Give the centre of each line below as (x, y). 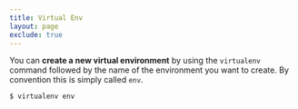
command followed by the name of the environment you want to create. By (149, 70)
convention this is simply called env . (76, 80)
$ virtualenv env (42, 96)
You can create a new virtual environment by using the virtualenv (135, 61)
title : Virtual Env (46, 18)
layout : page (34, 26)
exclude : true (36, 35)
